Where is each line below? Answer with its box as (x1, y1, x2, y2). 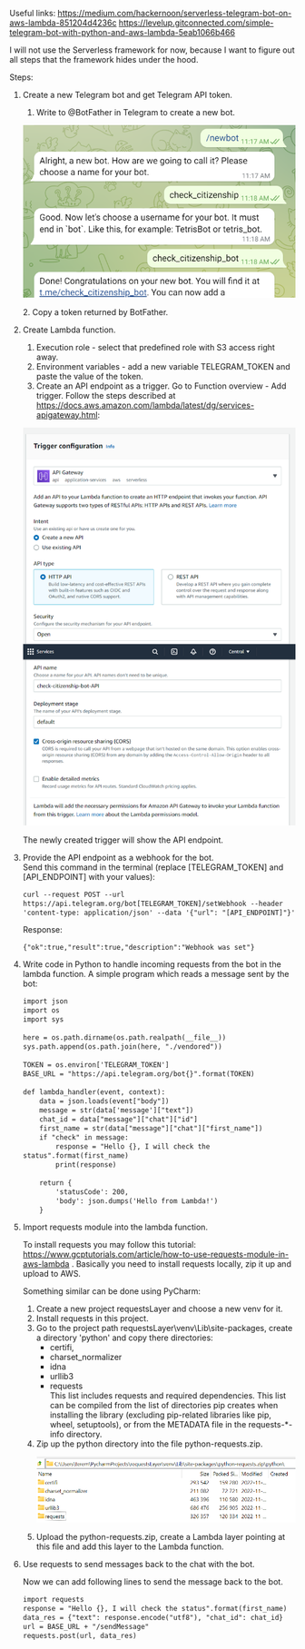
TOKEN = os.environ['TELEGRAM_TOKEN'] (22, 1061, 170, 1070)
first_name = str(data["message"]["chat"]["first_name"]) (39, 1124, 263, 1133)
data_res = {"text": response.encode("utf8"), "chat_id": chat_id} (22, 1613, 283, 1622)
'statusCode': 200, (55, 1188, 129, 1197)
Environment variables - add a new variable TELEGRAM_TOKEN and (35, 360, 290, 371)
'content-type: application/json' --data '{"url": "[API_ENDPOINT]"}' (22, 908, 296, 918)
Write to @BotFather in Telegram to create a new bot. (35, 107, 236, 117)
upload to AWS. (22, 1269, 82, 1279)
